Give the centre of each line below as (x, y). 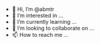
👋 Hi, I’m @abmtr (33, 9)
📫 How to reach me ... (40, 35)
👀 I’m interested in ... (38, 15)
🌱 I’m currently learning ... (44, 22)
